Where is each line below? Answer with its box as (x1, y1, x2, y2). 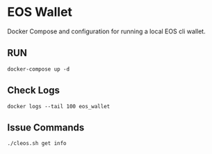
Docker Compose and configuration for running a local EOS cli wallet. (7, 27, 206, 35)
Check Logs (7, 85, 60, 96)
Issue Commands (7, 121, 85, 133)
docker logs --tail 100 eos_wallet (7, 103, 111, 110)
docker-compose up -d (7, 65, 70, 73)
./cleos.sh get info (7, 140, 67, 147)
